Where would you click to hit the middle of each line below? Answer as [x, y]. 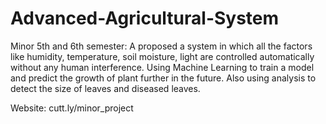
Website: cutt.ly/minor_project [72, 108]
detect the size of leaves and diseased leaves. [105, 88]
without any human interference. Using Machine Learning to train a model [162, 67]
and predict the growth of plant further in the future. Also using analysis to [163, 78]
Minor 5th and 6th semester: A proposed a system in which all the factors [161, 46]
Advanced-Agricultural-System [145, 18]
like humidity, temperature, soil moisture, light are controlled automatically [162, 56]
